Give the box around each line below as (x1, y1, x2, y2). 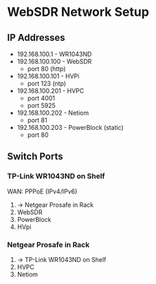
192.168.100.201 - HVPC (16, 87, 85, 95)
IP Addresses (7, 32, 65, 44)
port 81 (27, 116, 47, 124)
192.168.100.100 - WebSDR (16, 57, 92, 66)
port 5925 (27, 102, 56, 109)
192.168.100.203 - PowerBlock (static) (16, 124, 124, 131)
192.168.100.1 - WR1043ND (16, 50, 92, 58)
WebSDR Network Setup (7, 4, 150, 20)
